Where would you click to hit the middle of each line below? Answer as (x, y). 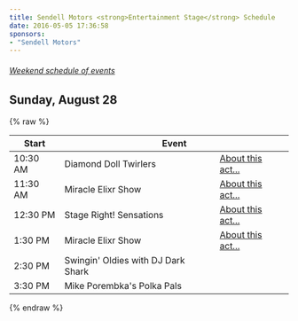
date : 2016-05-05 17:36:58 (59, 26)
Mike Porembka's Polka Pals (123, 286)
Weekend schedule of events (62, 70)
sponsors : (27, 34)
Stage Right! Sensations (114, 215)
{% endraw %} (36, 308)
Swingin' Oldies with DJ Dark (125, 260)
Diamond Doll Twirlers (110, 163)
